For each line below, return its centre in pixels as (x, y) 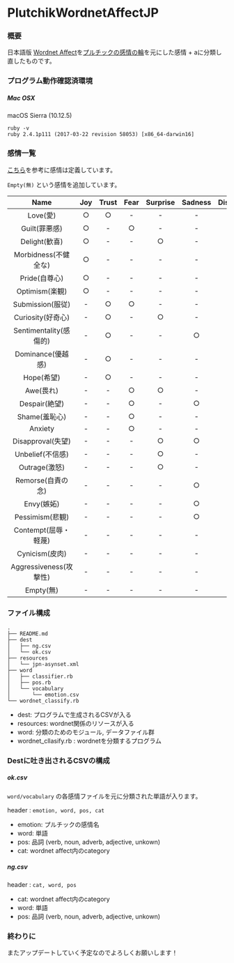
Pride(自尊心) (42, 278)
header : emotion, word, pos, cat (56, 810)
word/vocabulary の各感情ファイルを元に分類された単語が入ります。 (104, 796)
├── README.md (28, 634)
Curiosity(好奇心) (42, 317)
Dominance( (35, 354)
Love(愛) (42, 215)
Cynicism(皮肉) (42, 554)
